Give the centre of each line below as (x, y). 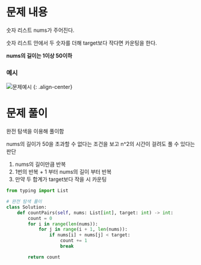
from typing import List (37, 191)
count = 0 (40, 218)
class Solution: (26, 207)
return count (44, 257)
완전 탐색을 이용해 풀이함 (35, 131)
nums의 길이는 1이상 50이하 (39, 55)
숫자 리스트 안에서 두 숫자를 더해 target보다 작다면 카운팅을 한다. (82, 43)
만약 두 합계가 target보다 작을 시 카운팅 (61, 179)
